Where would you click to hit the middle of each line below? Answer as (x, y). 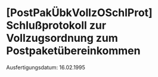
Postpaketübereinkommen (73, 51)
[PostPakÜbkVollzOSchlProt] (80, 13)
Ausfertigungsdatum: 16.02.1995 (46, 67)
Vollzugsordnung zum (62, 38)
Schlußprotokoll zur (56, 25)
